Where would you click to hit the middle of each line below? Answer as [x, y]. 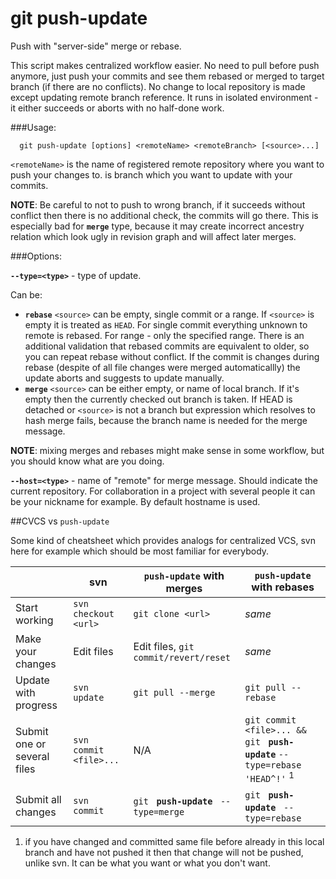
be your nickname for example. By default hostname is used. [135, 501]
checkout [94, 613]
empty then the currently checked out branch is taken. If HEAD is [158, 399]
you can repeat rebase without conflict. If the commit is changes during [172, 356]
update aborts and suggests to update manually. [124, 378]
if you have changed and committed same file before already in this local [174, 842]
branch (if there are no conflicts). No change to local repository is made [158, 86]
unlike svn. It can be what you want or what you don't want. [147, 863]
